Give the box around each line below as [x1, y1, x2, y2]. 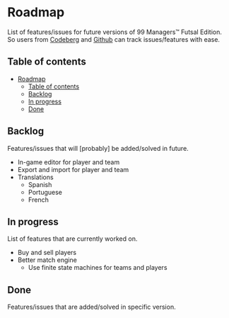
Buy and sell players [17, 249, 76, 257]
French [28, 195, 49, 204]
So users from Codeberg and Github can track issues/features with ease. [7, 35, 221, 43]
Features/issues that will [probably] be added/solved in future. [7, 144, 189, 152]
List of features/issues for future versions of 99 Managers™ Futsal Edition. [7, 28, 223, 36]
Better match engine [17, 256, 78, 264]
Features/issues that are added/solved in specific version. [7, 302, 176, 312]
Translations [17, 173, 54, 181]
